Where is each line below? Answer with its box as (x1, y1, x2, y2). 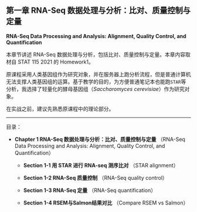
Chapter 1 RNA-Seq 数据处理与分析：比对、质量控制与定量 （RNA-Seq (14, 136, 186, 143)
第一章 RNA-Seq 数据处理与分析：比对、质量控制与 (6, 5, 191, 16)
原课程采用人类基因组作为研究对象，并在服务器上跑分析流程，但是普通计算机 (6, 70, 191, 78)
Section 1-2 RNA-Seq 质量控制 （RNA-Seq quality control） (23, 174, 168, 181)
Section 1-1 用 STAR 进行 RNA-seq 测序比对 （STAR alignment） (23, 161, 179, 169)
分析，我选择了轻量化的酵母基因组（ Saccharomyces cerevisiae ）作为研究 (6, 85, 185, 92)
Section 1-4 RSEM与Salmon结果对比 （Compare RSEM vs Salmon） (23, 199, 189, 206)
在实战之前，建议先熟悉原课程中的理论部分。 (6, 105, 114, 112)
